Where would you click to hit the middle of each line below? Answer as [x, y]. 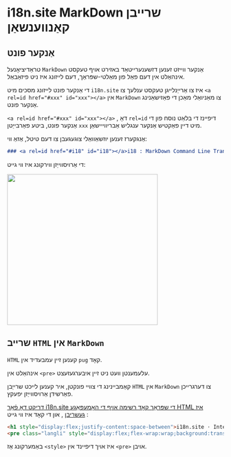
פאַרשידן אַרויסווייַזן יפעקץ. [40, 394]
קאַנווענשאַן [38, 27]
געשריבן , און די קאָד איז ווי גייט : [48, 414]
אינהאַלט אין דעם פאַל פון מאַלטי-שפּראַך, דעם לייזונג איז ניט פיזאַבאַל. [96, 77]
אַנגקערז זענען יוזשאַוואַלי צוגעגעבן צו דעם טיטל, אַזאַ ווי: [77, 139]
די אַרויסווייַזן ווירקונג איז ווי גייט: [46, 164]
